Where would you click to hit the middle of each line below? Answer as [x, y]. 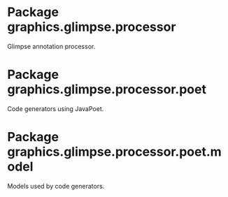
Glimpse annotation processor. [51, 46]
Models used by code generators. [56, 186]
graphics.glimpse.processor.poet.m [114, 152]
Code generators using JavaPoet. [56, 108]
